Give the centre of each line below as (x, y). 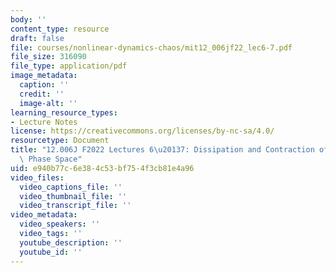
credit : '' (42, 94)
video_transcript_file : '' (75, 206)
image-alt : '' (48, 103)
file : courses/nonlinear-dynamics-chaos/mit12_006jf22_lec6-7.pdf (151, 47)
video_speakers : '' (60, 224)
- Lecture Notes (44, 122)
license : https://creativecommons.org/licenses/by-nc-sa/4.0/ (142, 131)
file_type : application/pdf (69, 66)
